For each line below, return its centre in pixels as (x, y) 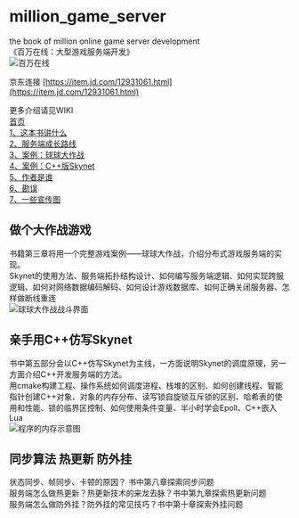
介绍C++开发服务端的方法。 (76, 374)
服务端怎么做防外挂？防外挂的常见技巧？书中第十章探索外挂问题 (126, 505)
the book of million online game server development (105, 41)
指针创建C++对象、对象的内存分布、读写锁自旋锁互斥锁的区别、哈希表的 (142, 396)
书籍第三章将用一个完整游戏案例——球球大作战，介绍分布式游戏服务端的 (141, 253)
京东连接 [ (28, 81)
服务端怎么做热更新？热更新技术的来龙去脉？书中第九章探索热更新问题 (138, 493)
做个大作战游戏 (50, 230)
